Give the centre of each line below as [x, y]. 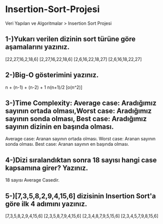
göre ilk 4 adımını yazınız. [46, 204]
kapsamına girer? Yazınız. [47, 168]
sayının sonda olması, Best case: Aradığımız [76, 119]
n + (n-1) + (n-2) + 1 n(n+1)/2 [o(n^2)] [44, 87]
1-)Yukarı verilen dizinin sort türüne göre [70, 39]
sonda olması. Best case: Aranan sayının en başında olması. [67, 144]
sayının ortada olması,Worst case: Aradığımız [78, 111]
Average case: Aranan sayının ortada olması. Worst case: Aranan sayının [80, 139]
